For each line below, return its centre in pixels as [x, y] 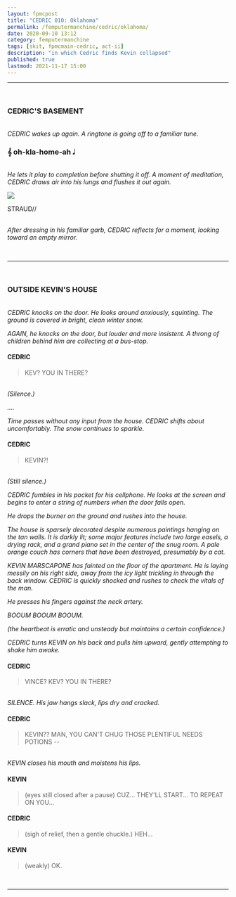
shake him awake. [34, 650]
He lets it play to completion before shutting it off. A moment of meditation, [116, 175]
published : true [31, 60]
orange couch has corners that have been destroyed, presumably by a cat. [116, 552]
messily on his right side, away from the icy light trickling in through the [111, 573]
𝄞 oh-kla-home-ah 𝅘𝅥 [41, 152]
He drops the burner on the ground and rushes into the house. [97, 516]
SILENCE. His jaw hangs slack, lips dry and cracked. [84, 703]
